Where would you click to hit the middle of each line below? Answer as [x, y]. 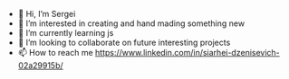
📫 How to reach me [55, 53]
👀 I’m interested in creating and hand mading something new [131, 23]
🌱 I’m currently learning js [66, 33]
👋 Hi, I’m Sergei [47, 14]
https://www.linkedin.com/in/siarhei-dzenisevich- [188, 53]
